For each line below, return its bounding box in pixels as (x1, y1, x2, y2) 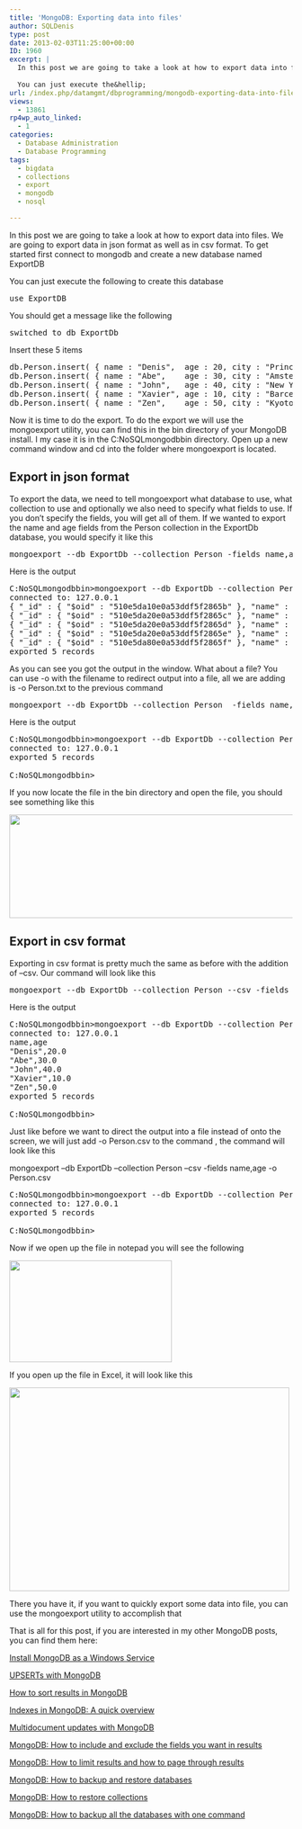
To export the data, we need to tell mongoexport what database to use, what (9, 493, 293, 504)
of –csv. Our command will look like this (9, 967, 156, 978)
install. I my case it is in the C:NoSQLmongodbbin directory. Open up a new (9, 434, 289, 444)
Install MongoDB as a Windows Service (9, 1652, 155, 1663)
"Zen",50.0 (9, 1081, 58, 1092)
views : (9, 96, 34, 106)
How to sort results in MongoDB (9, 1687, 128, 1698)
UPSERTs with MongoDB (9, 1670, 102, 1681)
